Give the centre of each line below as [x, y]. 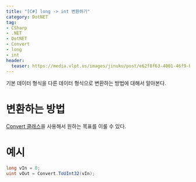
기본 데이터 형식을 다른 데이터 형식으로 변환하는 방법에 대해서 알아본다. [86, 83]
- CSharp [17, 28]
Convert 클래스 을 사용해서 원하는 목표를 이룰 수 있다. [66, 126]
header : [15, 60]
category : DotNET [27, 17]
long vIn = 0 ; [23, 168]
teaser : [21, 66]
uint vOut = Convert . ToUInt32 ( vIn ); [50, 174]
